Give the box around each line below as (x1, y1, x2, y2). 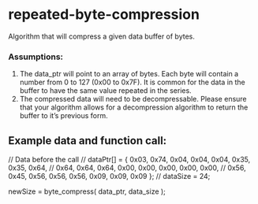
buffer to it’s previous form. (19, 111, 108, 121)
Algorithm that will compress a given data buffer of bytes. (8, 32, 195, 41)
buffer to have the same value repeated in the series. (19, 86, 192, 95)
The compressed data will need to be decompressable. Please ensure (19, 95, 247, 104)
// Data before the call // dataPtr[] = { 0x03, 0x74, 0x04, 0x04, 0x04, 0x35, (8, 155, 251, 165)
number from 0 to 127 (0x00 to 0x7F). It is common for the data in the (19, 77, 246, 87)
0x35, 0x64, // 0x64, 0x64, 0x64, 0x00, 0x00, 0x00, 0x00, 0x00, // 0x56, (8, 163, 246, 172)
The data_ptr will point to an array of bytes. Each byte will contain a (19, 69, 239, 79)
